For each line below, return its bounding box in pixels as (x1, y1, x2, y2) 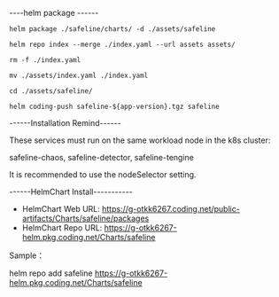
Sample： (9, 250, 45, 261)
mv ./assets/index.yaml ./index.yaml (9, 71, 149, 80)
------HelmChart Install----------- (9, 186, 133, 197)
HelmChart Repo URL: (21, 223, 103, 233)
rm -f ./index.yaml (9, 56, 81, 65)
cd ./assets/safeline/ (9, 87, 93, 96)
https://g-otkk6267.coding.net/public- (101, 204, 241, 214)
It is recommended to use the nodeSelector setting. (9, 169, 197, 180)
